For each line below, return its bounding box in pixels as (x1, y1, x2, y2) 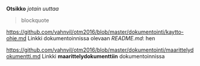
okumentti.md (6, 53, 41, 59)
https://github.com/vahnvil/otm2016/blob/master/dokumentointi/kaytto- (6, 28, 184, 35)
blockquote (20, 17, 49, 23)
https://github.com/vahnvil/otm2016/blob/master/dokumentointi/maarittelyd (6, 46, 194, 53)
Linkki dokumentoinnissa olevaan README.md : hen (28, 35, 155, 41)
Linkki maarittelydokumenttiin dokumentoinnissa (42, 53, 165, 59)
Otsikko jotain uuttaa (6, 5, 59, 12)
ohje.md (6, 35, 27, 41)
